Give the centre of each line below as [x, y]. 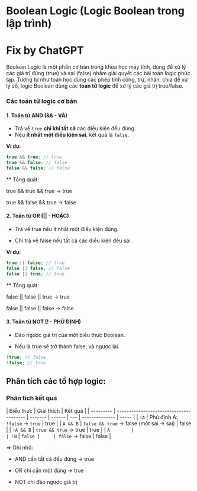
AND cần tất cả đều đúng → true [54, 459]
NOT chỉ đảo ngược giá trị [46, 482]
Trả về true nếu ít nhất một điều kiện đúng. [67, 229]
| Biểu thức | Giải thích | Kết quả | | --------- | [61, 411]
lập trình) [29, 23]
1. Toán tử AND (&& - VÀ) [37, 115]
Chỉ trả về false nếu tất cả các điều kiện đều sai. [73, 240]
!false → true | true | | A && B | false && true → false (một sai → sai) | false [99, 423]
